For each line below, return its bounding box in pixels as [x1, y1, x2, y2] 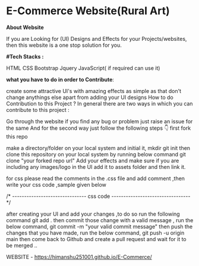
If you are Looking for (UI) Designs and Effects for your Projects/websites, [6, 35, 187, 42]
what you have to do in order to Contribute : [6, 76, 115, 83]
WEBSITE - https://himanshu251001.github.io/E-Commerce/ [6, 253, 153, 260]
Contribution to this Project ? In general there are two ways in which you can [6, 100, 193, 107]
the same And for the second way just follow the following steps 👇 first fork [6, 124, 191, 132]
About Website [6, 24, 44, 31]
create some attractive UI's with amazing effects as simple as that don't [6, 87, 182, 94]
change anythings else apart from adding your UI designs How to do [6, 94, 173, 101]
